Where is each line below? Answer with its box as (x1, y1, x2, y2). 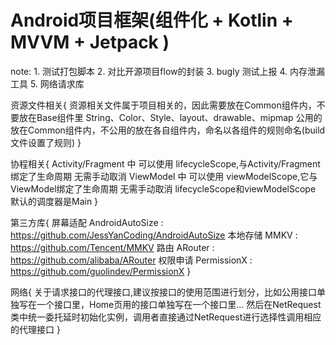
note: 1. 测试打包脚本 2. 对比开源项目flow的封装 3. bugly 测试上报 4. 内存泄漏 (10, 65, 325, 77)
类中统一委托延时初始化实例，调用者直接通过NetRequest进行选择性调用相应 (10, 311, 322, 323)
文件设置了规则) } (10, 136, 82, 148)
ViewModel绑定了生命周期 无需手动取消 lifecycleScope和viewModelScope (10, 182, 317, 195)
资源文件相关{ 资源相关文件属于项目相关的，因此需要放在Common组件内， (10, 99, 317, 111)
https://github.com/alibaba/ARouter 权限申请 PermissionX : (10, 254, 253, 266)
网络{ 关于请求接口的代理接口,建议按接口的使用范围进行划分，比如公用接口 (10, 286, 317, 298)
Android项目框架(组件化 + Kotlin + (10, 9, 294, 32)
